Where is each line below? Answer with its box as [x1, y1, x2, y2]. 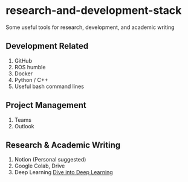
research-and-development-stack [5, 4, 182, 17]
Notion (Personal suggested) [14, 156, 86, 163]
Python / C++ [14, 76, 49, 83]
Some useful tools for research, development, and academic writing [5, 24, 175, 31]
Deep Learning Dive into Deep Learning [14, 169, 113, 176]
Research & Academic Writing [5, 140, 121, 150]
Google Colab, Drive [14, 162, 65, 169]
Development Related [5, 41, 89, 51]
